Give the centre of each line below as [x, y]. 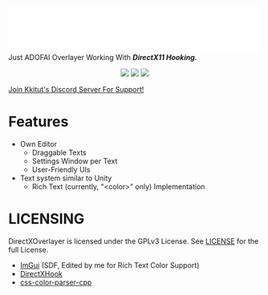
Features [39, 122]
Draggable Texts [59, 152]
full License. [28, 249]
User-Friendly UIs [61, 170]
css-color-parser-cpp [56, 282]
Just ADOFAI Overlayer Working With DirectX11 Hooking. [103, 58]
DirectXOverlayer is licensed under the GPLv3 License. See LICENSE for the [134, 241]
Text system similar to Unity [66, 178]
